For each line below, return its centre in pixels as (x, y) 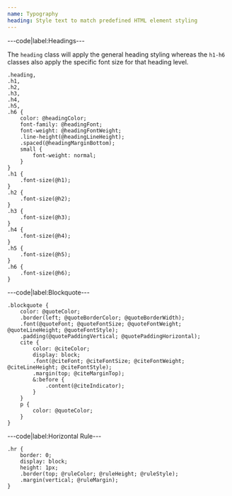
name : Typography (33, 14)
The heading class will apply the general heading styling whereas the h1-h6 (116, 54)
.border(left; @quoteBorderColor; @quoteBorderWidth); (103, 318)
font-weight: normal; (65, 155)
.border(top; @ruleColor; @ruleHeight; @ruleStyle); (99, 474)
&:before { (49, 379)
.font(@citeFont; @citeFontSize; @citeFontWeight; (109, 361)
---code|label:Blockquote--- (48, 292)
